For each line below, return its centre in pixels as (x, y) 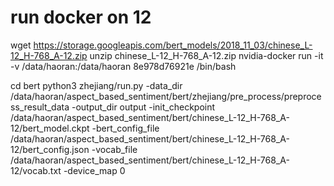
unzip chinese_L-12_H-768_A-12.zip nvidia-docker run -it (206, 55)
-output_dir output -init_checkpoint (143, 107)
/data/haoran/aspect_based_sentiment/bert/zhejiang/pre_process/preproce (166, 96)
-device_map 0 (94, 170)
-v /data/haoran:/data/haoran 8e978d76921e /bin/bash (123, 66)
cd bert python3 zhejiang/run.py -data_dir (96, 85)
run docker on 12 (81, 17)
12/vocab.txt (36, 170)
